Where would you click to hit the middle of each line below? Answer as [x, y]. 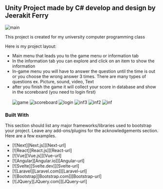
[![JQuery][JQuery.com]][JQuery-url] [50, 182]
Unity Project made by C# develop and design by [80, 8]
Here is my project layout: [31, 46]
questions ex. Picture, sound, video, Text [53, 81]
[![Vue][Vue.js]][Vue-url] [37, 156]
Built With [17, 115]
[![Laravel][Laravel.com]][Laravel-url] [49, 171]
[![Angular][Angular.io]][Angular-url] [48, 161]
